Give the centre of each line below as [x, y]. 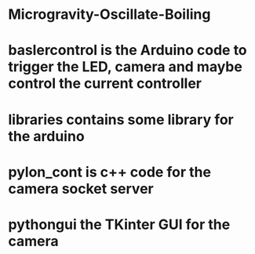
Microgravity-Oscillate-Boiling [109, 15]
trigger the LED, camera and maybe [126, 67]
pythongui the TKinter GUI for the [119, 224]
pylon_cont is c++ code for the [110, 172]
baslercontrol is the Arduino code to [127, 51]
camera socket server [81, 189]
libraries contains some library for [121, 120]
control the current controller [105, 83]
